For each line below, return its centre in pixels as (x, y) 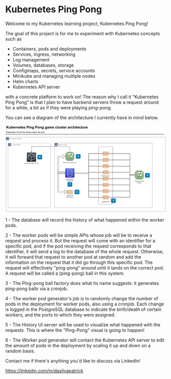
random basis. (20, 351)
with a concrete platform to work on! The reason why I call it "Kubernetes (82, 97)
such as (13, 39)
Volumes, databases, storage (43, 65)
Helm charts (25, 81)
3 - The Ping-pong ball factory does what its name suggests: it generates (82, 283)
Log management (31, 59)
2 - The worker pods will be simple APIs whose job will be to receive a (79, 235)
